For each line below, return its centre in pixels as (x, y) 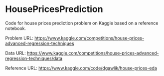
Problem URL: (19, 38)
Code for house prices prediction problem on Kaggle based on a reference (82, 23)
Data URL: (15, 53)
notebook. (16, 28)
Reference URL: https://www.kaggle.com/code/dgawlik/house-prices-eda (81, 68)
